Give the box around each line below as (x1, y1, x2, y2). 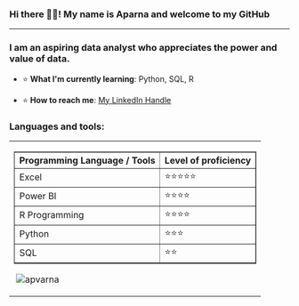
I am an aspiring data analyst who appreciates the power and (9, 42, 278, 54)
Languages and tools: (9, 120, 105, 133)
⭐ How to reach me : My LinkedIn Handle (21, 94, 172, 105)
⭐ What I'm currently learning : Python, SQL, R (21, 73, 194, 84)
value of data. (9, 52, 70, 65)
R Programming (19, 209, 85, 221)
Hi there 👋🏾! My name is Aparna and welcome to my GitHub (9, 8, 271, 20)
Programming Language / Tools (19, 154, 156, 166)
